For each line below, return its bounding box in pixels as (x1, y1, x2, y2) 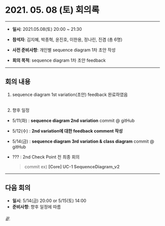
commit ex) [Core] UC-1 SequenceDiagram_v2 (24, 163, 120, 169)
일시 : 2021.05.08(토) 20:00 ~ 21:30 (12, 26, 82, 32)
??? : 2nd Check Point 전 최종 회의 (12, 154, 80, 159)
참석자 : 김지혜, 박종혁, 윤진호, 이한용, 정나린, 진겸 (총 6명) (12, 36, 123, 42)
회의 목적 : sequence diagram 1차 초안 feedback (12, 57, 106, 63)
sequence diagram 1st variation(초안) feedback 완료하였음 (12, 91, 128, 97)
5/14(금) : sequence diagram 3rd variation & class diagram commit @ (12, 138, 155, 144)
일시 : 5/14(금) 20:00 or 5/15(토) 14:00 (12, 198, 87, 203)
